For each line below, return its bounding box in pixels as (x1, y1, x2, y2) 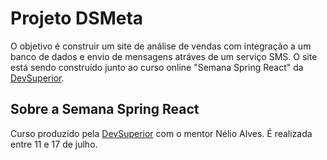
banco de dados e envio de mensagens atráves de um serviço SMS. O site (10, 50, 318, 62)
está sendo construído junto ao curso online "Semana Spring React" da (10, 61, 304, 73)
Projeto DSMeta (10, 7, 144, 30)
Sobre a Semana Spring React (10, 101, 200, 118)
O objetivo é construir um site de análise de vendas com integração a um (10, 40, 312, 52)
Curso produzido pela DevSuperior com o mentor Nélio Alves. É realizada (10, 127, 313, 139)
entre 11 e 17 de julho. (10, 138, 98, 150)
